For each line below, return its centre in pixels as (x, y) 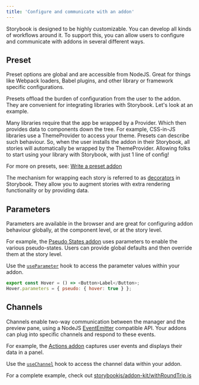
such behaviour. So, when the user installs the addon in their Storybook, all (98, 142)
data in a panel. (25, 352)
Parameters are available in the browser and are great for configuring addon (99, 224)
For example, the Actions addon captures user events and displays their (94, 346)
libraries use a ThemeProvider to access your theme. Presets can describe (98, 135)
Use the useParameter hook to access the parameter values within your (93, 266)
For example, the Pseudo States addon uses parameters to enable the (92, 242)
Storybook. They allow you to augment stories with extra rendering (88, 184)
